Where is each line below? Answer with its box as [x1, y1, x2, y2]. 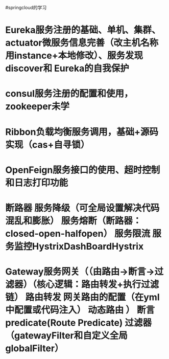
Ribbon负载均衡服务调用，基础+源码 [5, 126, 158, 138]
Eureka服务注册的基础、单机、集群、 [5, 25, 161, 36]
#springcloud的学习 [5, 5, 47, 10]
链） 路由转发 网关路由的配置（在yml [5, 291, 160, 303]
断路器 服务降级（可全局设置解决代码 [5, 202, 160, 214]
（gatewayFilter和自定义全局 [5, 330, 128, 342]
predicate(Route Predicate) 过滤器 [5, 317, 152, 329]
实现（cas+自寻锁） [5, 139, 90, 150]
